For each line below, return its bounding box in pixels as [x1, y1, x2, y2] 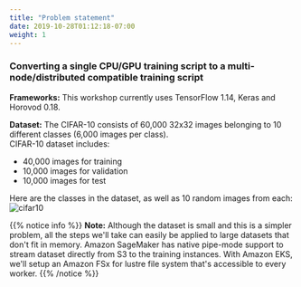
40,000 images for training [22, 156, 123, 167]
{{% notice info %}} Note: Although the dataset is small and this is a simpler [9, 219, 292, 231]
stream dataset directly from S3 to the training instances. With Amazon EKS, [9, 248, 294, 259]
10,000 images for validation [22, 165, 128, 177]
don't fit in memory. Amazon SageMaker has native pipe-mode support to [9, 239, 284, 250]
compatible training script [87, 72, 203, 84]
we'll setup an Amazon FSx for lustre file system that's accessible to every [9, 258, 287, 269]
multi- [227, 60, 255, 72]
